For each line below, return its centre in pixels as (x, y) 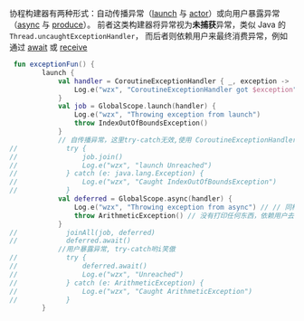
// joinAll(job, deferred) (82, 232)
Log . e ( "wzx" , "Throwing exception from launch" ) (167, 115)
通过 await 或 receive (48, 47)
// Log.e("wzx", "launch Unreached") (111, 165)
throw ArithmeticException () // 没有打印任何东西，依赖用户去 (184, 215)
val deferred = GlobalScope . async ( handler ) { (145, 199)
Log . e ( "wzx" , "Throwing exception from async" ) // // (177, 207)
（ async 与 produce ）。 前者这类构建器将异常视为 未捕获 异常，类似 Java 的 (148, 24)
